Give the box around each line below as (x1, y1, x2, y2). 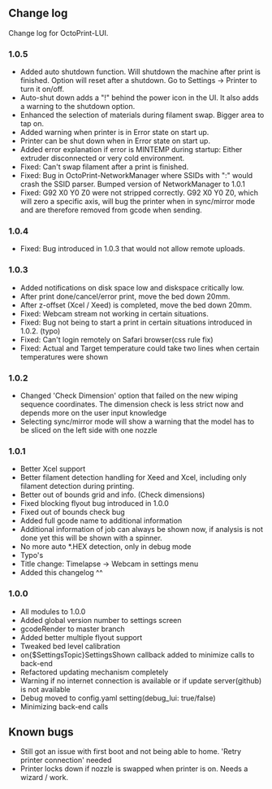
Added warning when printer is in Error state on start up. (19, 128, 209, 137)
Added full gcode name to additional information (19, 516, 183, 525)
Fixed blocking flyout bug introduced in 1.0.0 (19, 499, 169, 508)
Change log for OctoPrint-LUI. (8, 28, 109, 37)
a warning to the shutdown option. (19, 102, 136, 111)
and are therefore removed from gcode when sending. (19, 205, 203, 215)
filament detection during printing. (19, 482, 135, 491)
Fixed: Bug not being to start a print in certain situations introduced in (19, 317, 253, 327)
